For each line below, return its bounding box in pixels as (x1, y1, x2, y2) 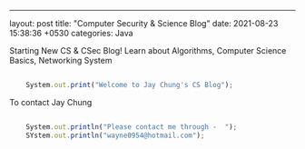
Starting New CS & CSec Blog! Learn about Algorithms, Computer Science (9, 45, 287, 55)
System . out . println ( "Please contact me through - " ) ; (25, 122, 238, 132)
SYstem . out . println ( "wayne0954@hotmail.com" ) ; (25, 131, 205, 140)
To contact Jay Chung (9, 96, 93, 107)
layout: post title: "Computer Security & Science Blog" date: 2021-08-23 (9, 18, 279, 28)
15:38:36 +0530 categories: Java (9, 28, 133, 38)
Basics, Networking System (9, 55, 113, 65)
